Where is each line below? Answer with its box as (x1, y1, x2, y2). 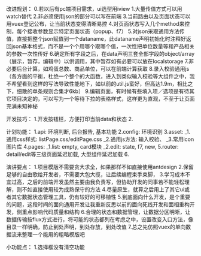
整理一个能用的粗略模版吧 (22, 231, 85, 238)
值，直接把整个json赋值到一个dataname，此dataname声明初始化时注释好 (6, 35, 187, 42)
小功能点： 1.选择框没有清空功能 (6, 243, 85, 251)
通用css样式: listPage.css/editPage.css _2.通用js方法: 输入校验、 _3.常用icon (6, 135, 194, 143)
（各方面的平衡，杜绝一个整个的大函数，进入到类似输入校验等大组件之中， (6, 73, 190, 80)
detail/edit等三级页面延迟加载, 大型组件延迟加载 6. (6, 150, 129, 158)
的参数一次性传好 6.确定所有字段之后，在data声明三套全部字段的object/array (6, 50, 195, 57)
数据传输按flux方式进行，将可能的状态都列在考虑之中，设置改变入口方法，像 (6, 216, 194, 223)
